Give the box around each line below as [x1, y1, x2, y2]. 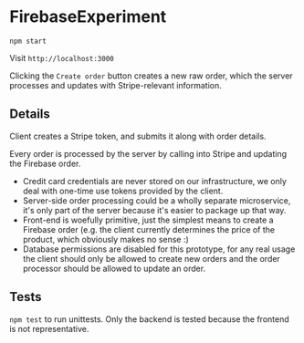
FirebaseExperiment [9, 6, 167, 27]
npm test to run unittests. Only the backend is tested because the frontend [9, 313, 289, 325]
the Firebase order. [9, 158, 81, 169]
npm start [9, 36, 47, 46]
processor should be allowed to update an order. [22, 263, 206, 274]
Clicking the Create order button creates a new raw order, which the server [9, 70, 294, 81]
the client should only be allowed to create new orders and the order [22, 253, 280, 264]
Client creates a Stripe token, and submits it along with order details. [9, 130, 267, 141]
